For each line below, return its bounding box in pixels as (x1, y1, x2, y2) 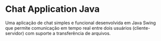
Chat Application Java (5, 3, 100, 15)
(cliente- (132, 25, 150, 31)
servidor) (5, 30, 24, 36)
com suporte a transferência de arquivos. (25, 30, 111, 36)
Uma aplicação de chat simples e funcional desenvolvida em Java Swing (5, 20, 156, 26)
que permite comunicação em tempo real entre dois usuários (5, 25, 132, 31)
